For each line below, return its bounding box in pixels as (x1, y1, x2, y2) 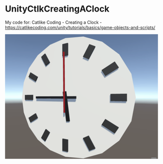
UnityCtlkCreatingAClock (5, 3, 110, 15)
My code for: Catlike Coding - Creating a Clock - (5, 19, 102, 25)
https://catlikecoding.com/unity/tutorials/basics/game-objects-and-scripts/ (5, 24, 156, 30)
